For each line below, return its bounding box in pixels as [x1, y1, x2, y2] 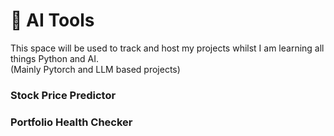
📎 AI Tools [10, 9, 95, 32]
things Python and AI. [10, 52, 100, 64]
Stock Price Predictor [10, 88, 117, 102]
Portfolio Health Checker [10, 115, 133, 129]
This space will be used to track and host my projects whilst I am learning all [10, 42, 325, 54]
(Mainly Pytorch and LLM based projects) [10, 63, 181, 75]
